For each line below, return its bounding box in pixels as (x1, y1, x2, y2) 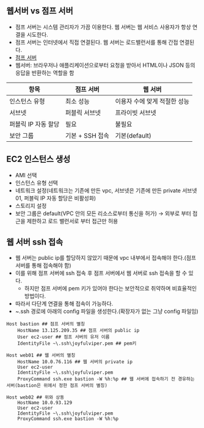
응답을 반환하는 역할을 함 (15, 69, 75, 76)
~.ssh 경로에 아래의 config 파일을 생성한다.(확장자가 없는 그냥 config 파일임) (15, 308, 199, 315)
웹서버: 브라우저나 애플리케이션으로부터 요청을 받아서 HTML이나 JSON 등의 (15, 61, 195, 68)
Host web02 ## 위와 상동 (6, 394, 65, 400)
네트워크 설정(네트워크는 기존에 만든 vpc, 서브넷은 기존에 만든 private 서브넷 (15, 186, 197, 194)
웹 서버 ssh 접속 (6, 237, 64, 248)
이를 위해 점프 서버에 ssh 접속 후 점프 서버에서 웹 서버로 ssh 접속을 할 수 (15, 270, 188, 277)
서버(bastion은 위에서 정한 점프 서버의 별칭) (6, 383, 108, 389)
